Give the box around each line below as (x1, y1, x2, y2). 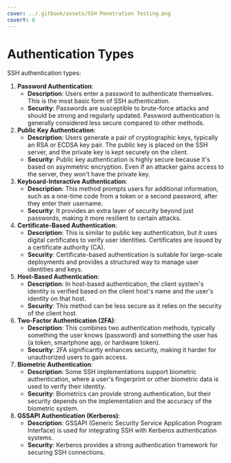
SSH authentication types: (7, 69, 81, 77)
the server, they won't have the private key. (27, 170, 150, 178)
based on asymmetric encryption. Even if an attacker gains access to (27, 163, 224, 171)
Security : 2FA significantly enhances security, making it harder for (27, 346, 217, 354)
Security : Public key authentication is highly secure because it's (27, 156, 210, 164)
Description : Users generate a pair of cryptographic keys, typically (27, 134, 219, 142)
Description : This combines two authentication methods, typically (27, 324, 216, 332)
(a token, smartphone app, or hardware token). (27, 338, 161, 347)
